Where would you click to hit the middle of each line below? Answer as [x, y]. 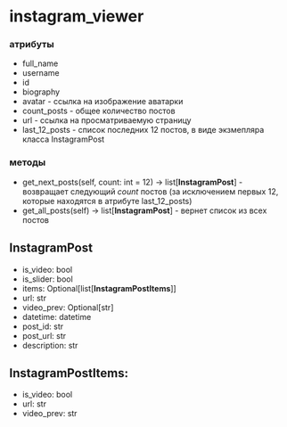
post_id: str [43, 326]
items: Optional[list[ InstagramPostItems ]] [99, 288]
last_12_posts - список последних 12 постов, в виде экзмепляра [143, 130]
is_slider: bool [47, 279]
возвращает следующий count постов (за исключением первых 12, [150, 191]
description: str [50, 345]
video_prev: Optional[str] [68, 307]
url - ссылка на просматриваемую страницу [107, 120]
